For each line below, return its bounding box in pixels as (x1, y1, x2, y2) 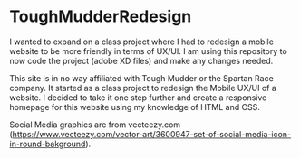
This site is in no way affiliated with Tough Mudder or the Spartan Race (9, 72, 274, 83)
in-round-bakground (9, 138, 86, 149)
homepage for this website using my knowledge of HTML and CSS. (9, 101, 260, 112)
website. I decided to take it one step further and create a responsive (9, 92, 267, 103)
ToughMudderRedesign (9, 6, 192, 27)
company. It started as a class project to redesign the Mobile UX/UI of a (9, 82, 276, 93)
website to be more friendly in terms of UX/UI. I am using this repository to (9, 45, 287, 56)
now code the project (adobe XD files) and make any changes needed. (9, 55, 274, 66)
